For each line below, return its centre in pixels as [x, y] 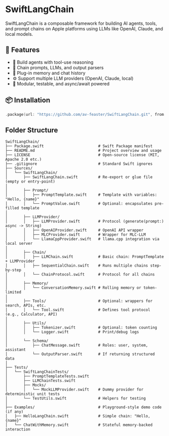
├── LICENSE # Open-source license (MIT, [82, 155]
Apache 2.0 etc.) [24, 160]
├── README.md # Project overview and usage [83, 151]
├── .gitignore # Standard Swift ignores [79, 164]
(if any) [14, 412]
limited [13, 292]
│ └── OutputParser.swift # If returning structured [80, 354]
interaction [18, 429]
